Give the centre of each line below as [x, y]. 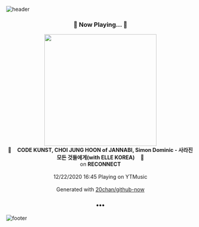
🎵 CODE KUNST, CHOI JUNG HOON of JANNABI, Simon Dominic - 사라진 [100, 150]
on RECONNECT [100, 164]
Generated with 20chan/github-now [100, 189]
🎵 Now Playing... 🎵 [100, 24]
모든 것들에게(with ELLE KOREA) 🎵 [100, 157]
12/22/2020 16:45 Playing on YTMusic [100, 177]
